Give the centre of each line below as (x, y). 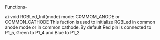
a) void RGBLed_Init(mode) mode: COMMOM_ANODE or (63, 17)
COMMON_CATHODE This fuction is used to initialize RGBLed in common (80, 22)
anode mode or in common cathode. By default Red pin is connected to (78, 27)
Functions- (16, 7)
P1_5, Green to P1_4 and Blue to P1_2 (42, 32)
